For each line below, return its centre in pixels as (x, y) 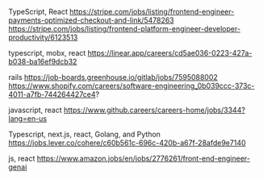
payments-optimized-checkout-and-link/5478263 (92, 20)
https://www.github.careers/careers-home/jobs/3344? (154, 110)
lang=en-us (27, 119)
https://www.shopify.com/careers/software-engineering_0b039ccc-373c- (132, 86)
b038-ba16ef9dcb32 (43, 61)
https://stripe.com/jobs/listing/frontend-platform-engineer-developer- (124, 29)
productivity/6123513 (43, 37)
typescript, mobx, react (47, 53)
